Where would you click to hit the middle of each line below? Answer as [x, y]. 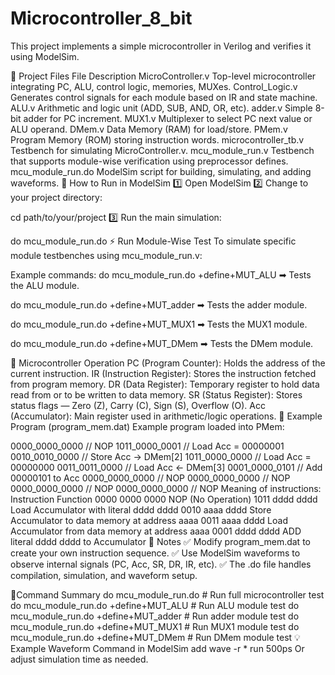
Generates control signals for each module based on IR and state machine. [164, 97]
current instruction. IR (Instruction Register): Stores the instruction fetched [163, 373]
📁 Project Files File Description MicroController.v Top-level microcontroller [163, 76]
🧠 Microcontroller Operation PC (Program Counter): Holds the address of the [168, 363]
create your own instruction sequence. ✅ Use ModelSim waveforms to [155, 553]
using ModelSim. [45, 56]
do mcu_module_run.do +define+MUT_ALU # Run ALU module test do [155, 605]
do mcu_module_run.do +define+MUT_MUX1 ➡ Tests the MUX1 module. [159, 324]
